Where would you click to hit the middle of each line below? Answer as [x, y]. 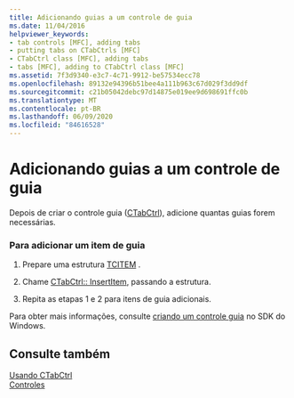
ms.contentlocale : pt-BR [55, 109]
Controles [27, 385]
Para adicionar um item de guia [77, 245]
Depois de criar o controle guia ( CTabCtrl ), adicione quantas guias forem [142, 212]
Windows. [28, 326]
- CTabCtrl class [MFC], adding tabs [79, 59]
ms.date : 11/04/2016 [48, 26]
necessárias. [32, 222]
